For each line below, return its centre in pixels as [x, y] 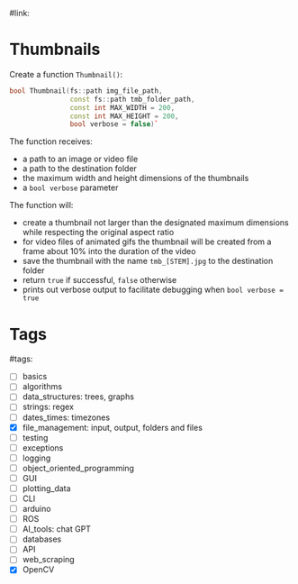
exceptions [43, 447]
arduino [36, 509]
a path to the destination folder [80, 169]
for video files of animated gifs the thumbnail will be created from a [147, 242]
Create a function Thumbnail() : [66, 74]
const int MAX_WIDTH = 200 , [122, 107]
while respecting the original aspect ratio [98, 233]
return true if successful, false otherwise [99, 280]
